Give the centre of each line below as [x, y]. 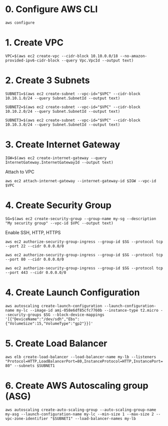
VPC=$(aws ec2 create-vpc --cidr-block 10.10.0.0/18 [62, 56]
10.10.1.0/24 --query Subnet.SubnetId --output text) [63, 98]
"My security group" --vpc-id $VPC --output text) [59, 223]
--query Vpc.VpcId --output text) [98, 60]
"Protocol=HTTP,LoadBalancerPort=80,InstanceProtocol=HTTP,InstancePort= [84, 361]
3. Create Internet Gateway [63, 145]
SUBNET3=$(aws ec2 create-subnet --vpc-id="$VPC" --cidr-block [73, 120]
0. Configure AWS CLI [52, 9]
